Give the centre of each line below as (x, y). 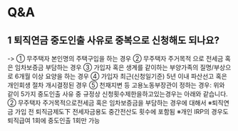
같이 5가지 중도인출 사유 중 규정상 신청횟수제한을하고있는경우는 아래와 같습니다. (118, 94)
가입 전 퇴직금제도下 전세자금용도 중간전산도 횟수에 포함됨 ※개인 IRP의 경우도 (122, 112)
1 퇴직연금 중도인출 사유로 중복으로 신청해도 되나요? (113, 40)
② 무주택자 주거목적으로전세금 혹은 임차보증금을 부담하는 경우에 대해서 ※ (110, 103)
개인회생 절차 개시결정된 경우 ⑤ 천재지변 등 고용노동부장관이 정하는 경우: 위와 (116, 85)
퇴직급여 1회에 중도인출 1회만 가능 (54, 120)
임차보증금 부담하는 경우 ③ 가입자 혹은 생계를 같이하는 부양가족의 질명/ (114, 67)
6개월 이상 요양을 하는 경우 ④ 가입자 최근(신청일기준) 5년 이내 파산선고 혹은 (121, 76)
